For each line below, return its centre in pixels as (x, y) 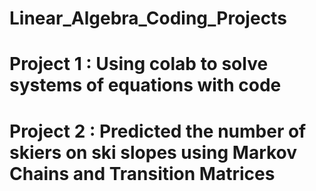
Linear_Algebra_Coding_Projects (148, 18)
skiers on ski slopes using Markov (153, 152)
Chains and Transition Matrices (142, 173)
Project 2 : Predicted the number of (158, 131)
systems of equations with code (145, 85)
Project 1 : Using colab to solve (139, 64)
